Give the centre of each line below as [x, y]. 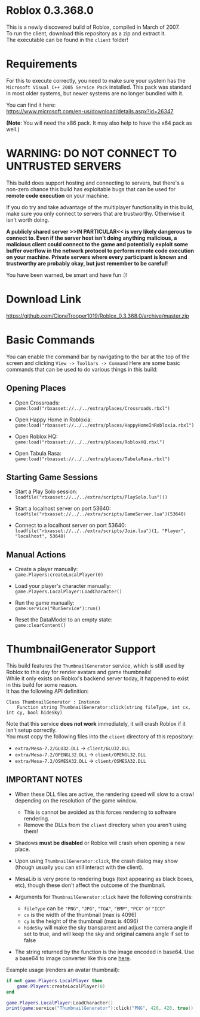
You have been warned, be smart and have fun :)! [67, 275]
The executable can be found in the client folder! [67, 40]
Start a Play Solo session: [46, 491]
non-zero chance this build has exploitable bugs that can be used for [91, 189]
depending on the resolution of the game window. [76, 800]
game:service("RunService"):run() [58, 609]
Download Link [44, 299]
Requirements [42, 64]
